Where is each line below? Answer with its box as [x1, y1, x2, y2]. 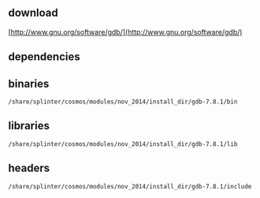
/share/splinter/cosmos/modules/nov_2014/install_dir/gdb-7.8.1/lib [8, 140, 238, 148]
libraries [8, 119, 50, 133]
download [8, 6, 58, 20]
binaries [8, 77, 50, 90]
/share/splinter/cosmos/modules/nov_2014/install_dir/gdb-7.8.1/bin [8, 98, 238, 106]
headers [8, 162, 50, 175]
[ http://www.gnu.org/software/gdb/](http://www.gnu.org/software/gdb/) [8, 27, 243, 36]
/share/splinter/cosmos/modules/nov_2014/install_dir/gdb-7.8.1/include [8, 182, 252, 190]
